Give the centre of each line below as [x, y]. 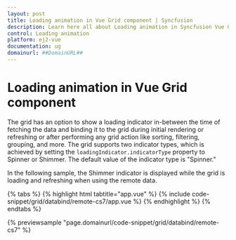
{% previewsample [34, 222]
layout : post [26, 14]
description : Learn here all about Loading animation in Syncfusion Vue [116, 27]
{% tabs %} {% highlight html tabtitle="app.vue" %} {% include [99, 194]
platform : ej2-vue [34, 40]
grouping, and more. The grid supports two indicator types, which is [106, 144]
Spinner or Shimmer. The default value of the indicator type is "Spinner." [112, 159]
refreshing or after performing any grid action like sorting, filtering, [104, 137]
